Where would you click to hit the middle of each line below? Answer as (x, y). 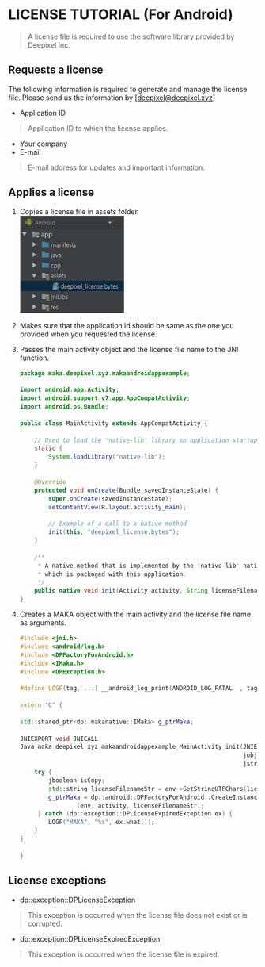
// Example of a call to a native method (118, 524)
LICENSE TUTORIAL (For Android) (121, 15)
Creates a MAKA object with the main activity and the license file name (135, 614)
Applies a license (51, 192)
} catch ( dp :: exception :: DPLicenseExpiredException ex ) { (135, 814)
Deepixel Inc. (49, 44)
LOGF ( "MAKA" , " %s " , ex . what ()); (102, 823)
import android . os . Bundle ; (64, 407)
